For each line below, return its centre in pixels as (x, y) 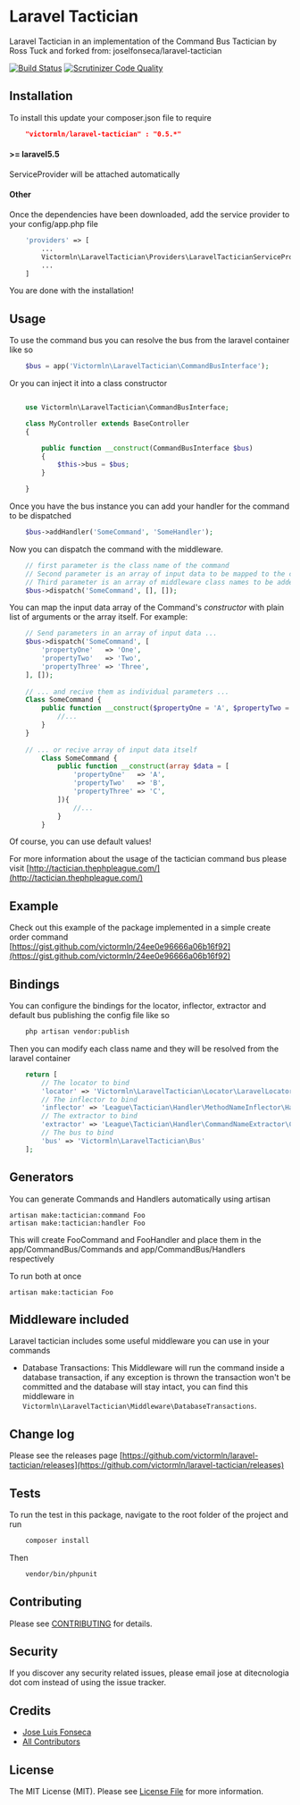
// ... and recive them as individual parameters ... (127, 692)
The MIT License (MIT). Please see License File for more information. (136, 1791)
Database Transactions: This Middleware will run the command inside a (154, 1368)
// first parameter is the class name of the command (127, 565)
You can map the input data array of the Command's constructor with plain (147, 607)
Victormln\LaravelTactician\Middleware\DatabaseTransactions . (139, 1406)
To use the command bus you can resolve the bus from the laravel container (150, 341)
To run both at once (46, 1276)
